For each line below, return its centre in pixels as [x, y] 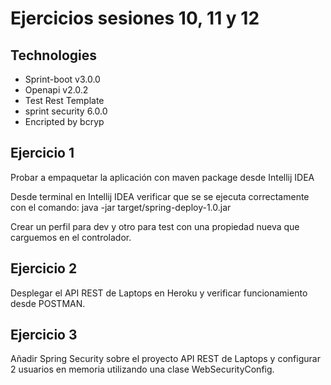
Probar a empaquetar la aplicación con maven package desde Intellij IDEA [162, 177]
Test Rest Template [64, 100]
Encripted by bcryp [64, 121]
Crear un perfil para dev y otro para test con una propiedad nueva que [155, 226]
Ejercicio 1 [42, 153]
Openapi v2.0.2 [56, 90]
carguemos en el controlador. [71, 237]
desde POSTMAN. [48, 303]
